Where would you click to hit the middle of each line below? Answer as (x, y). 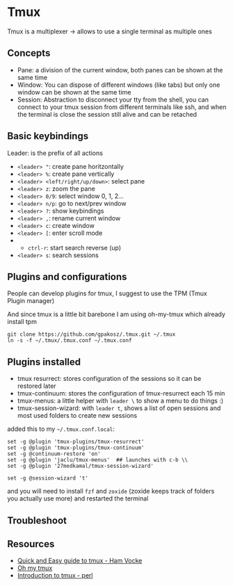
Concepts (29, 53)
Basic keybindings (48, 136)
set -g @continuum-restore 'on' (54, 454)
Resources (31, 544)
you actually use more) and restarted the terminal (78, 498)
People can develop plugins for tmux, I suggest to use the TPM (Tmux (107, 293)
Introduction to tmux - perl (55, 576)
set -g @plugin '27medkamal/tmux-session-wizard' (81, 466)
